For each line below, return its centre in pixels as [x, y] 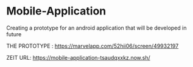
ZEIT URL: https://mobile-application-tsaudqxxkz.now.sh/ [78, 57]
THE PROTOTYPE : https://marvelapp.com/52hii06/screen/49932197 [93, 46]
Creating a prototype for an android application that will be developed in [96, 28]
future [14, 34]
